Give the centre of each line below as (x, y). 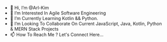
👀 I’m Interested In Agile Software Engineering (58, 13)
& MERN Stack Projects (34, 29)
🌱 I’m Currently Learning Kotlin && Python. (54, 18)
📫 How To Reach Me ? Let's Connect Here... (57, 34)
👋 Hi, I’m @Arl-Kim (29, 8)
